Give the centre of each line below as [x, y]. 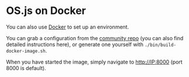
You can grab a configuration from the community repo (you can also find [95, 38]
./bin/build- [160, 45]
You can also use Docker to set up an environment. [68, 27]
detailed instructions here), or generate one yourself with [75, 44]
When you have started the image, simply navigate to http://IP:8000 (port [94, 62]
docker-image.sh [26, 51]
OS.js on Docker [46, 11]
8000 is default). [26, 68]
